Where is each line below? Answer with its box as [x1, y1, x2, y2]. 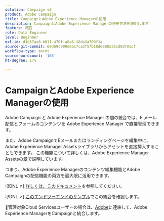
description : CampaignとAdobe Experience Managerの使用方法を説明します [5, 21, 149, 26]
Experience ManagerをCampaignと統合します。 [5, 211, 103, 217]
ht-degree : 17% [5, 58, 37, 63]
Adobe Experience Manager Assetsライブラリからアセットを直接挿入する [5, 144, 155, 150]
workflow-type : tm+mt [5, 48, 50, 53]
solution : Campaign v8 [5, 7, 52, 12]
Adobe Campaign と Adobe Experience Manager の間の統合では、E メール [5, 115, 157, 121]
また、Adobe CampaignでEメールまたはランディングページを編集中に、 [5, 137, 151, 143]
